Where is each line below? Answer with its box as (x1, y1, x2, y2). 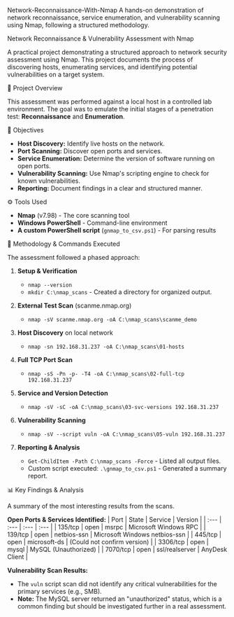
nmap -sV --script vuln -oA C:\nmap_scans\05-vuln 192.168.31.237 (27, 431, 226, 438)
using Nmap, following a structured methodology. (7, 21, 149, 29)
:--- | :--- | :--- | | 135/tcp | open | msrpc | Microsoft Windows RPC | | (7, 523, 206, 531)
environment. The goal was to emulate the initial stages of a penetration (7, 105, 214, 113)
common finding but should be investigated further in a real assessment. (17, 602, 227, 610)
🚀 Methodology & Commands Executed (7, 240, 120, 248)
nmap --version (27, 282, 72, 289)
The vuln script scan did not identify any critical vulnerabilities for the (17, 580, 218, 588)
